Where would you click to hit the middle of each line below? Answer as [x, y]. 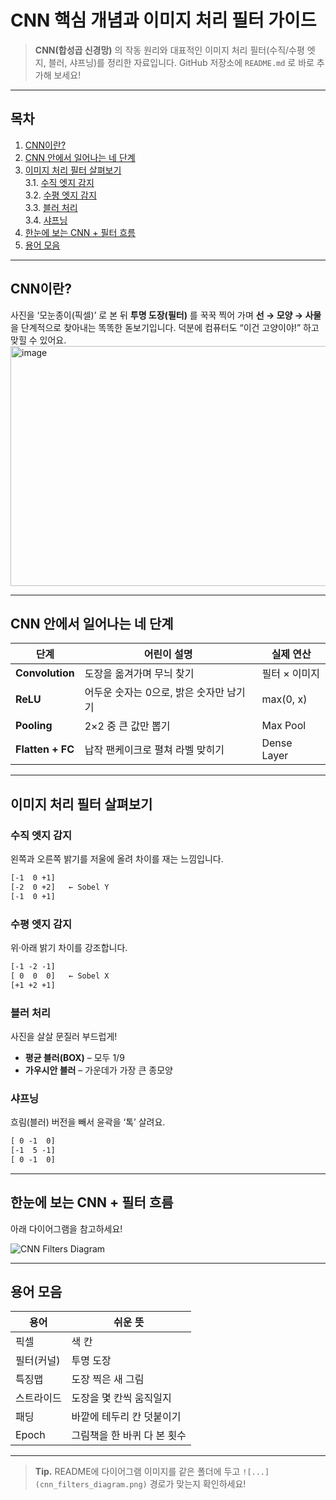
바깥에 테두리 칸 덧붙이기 [126, 1417]
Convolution [45, 673]
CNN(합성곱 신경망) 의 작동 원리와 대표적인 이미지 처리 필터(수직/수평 [169, 50]
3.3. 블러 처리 [51, 207]
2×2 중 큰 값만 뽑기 [127, 726]
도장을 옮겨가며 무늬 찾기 [139, 674]
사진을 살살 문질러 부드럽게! [64, 1036]
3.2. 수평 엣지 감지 [60, 195]
